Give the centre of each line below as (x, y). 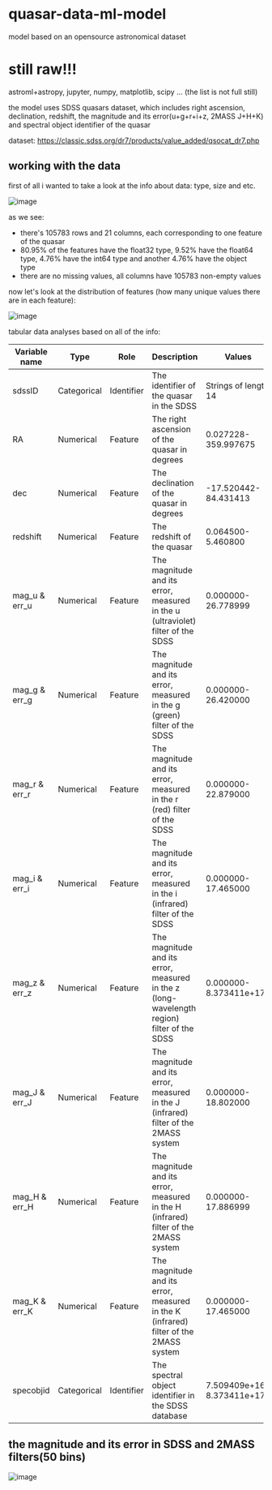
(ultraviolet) (174, 620)
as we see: (26, 217)
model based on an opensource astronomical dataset (97, 36)
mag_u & (29, 595)
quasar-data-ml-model (87, 14)
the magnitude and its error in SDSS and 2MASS (132, 1445)
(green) (166, 715)
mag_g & (29, 689)
